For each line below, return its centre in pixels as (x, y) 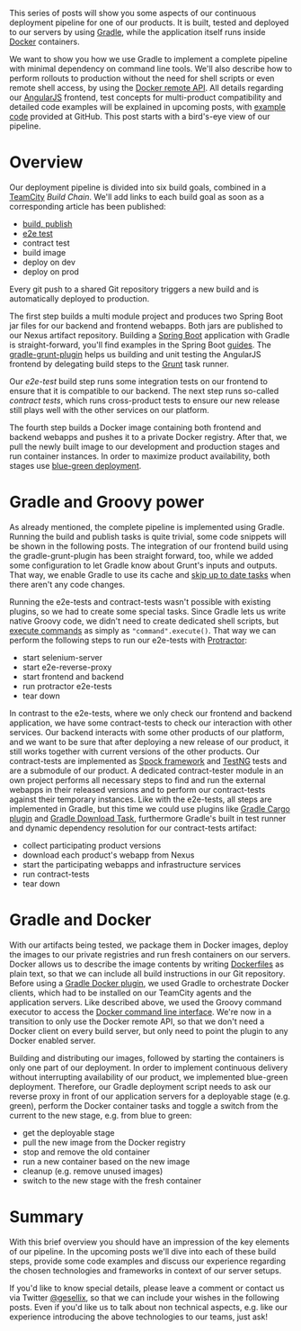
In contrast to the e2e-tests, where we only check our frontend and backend (151, 713)
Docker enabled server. (53, 1040)
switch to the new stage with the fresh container (112, 1180)
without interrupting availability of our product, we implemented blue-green (149, 1077)
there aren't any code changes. (67, 584)
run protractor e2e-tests (67, 686)
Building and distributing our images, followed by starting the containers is (147, 1057)
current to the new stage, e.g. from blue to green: (101, 1115)
